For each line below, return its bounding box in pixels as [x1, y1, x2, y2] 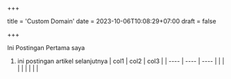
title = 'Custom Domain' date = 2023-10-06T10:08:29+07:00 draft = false [7, 17, 216, 25]
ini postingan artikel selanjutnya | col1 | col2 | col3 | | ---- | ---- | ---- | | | [17, 57, 225, 65]
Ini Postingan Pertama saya [7, 44, 85, 52]
